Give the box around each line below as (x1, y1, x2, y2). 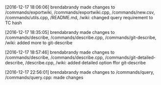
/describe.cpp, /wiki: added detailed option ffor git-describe (25, 60, 146, 65)
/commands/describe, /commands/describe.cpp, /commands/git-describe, (5, 34, 157, 40)
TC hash (5, 20, 22, 26)
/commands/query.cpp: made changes (5, 75, 84, 80)
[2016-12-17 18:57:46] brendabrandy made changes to (5, 49, 115, 55)
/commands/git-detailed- (105, 55, 156, 60)
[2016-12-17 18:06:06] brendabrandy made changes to (5, 4, 115, 10)
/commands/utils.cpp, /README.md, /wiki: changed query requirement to (5, 15, 153, 20)
